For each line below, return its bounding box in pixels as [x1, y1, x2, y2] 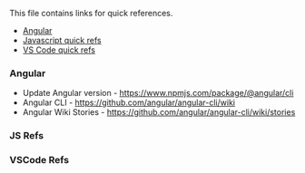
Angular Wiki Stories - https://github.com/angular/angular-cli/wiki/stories [22, 107, 296, 118]
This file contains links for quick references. [9, 8, 173, 18]
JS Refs [9, 130, 44, 142]
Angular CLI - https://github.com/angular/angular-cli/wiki [22, 97, 236, 108]
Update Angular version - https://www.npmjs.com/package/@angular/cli [22, 88, 294, 99]
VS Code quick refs [22, 44, 95, 55]
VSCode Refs [9, 154, 70, 167]
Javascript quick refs [22, 35, 102, 45]
